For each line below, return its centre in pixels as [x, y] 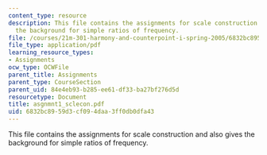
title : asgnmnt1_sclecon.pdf [56, 104]
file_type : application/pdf [55, 45]
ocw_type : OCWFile [39, 68]
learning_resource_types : [51, 52]
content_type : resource [48, 15]
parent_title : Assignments [53, 75]
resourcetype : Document [48, 97]
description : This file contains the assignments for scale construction [133, 23]
